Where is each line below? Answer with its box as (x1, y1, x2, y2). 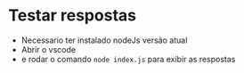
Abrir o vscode (20, 44, 77, 54)
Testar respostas (8, 5, 137, 26)
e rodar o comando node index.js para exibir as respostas (20, 53, 236, 64)
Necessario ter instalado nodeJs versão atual (20, 35, 188, 45)
